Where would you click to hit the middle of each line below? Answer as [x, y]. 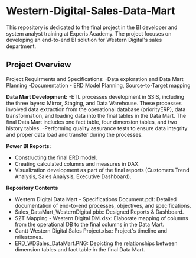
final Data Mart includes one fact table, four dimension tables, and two [92, 122]
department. [21, 46]
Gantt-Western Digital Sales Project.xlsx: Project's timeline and [91, 230]
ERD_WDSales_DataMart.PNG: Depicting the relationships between [96, 243]
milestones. [29, 237]
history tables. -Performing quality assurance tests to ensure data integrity [97, 128]
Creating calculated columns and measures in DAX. [77, 163]
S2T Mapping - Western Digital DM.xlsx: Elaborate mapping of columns [101, 218]
